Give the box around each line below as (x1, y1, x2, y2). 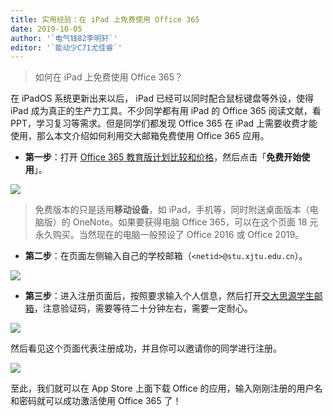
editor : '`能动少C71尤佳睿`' (10, 42, 123, 53)
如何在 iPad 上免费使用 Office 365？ (34, 71, 184, 83)
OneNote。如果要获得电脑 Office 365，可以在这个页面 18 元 (72, 216, 319, 228)
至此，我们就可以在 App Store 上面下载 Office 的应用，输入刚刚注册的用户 (10, 382, 315, 395)
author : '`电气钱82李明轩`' (10, 33, 118, 43)
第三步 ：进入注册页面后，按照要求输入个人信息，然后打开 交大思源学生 (24, 290, 315, 302)
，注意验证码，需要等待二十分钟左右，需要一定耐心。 (33, 302, 253, 315)
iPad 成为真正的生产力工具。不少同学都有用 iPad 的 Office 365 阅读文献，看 (10, 105, 322, 117)
